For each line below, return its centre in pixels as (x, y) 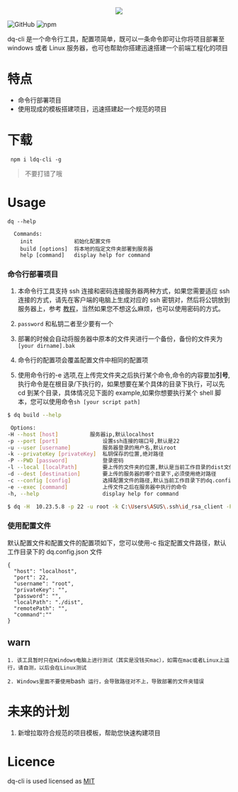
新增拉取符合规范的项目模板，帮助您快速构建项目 (89, 732)
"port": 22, (32, 577)
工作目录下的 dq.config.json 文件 (55, 551)
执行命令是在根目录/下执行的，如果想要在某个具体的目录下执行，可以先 (121, 384)
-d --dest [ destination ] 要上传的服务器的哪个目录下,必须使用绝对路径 (112, 474)
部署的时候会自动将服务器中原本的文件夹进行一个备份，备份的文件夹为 (120, 339)
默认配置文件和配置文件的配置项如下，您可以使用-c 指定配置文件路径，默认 (117, 543)
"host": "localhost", (46, 571)
